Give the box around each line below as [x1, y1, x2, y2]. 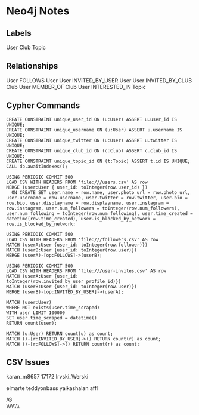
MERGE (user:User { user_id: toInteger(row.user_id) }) [6, 184, 148, 190]
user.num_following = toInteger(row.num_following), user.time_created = [6, 210, 194, 216]
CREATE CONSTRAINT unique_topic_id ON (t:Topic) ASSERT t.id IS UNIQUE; [6, 158, 191, 164]
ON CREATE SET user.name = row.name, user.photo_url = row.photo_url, [11, 189, 191, 195]
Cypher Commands [6, 100, 80, 111]
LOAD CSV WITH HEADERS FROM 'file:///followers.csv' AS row [6, 236, 159, 242]
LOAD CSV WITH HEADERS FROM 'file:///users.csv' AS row [6, 179, 148, 185]
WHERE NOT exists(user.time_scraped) [6, 305, 100, 311]
